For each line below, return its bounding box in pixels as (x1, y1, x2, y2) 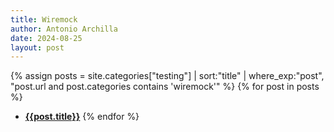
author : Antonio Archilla (10, 24, 118, 34)
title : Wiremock (10, 14, 78, 25)
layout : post (10, 42, 65, 53)
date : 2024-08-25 (10, 33, 83, 43)
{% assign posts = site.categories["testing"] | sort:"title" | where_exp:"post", (10, 70, 325, 82)
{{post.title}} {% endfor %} (24, 111, 140, 123)
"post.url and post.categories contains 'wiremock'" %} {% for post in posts (10, 81, 320, 93)
